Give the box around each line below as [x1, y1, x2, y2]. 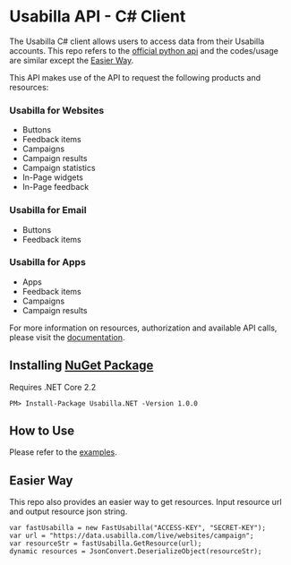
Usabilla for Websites [9, 104, 105, 116]
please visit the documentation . [9, 331, 125, 342]
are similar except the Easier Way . [9, 55, 134, 65]
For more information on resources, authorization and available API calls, [9, 322, 278, 333]
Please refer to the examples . [9, 447, 118, 458]
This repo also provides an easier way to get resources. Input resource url [9, 497, 282, 508]
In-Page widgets [21, 172, 83, 183]
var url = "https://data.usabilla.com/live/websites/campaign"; [9, 531, 254, 541]
